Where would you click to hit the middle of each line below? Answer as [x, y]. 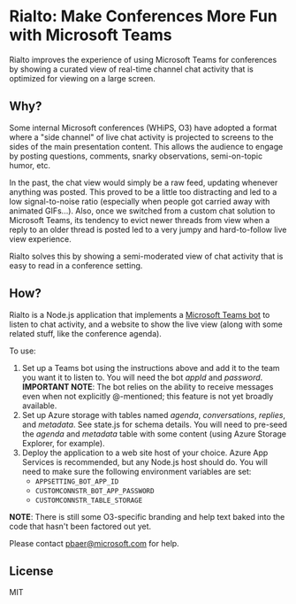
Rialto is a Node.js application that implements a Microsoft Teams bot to [140, 314]
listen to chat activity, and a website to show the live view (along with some [146, 324]
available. [39, 406]
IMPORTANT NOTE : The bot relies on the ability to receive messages [148, 386]
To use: [23, 351]
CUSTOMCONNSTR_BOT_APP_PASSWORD [95, 491]
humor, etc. [30, 165]
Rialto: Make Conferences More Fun [144, 16]
